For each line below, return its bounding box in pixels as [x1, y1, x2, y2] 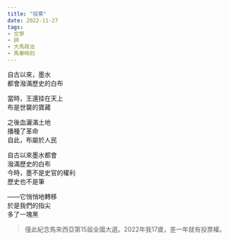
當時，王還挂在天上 [7, 93, 64, 103]
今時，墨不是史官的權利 [7, 168, 76, 177]
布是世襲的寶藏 [7, 103, 51, 111]
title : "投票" [7, 10, 47, 18]
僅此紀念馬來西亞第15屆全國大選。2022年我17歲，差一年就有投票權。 [24, 224, 226, 234]
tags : [7, 23, 23, 30]
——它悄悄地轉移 [7, 192, 57, 200]
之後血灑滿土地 [7, 118, 51, 126]
